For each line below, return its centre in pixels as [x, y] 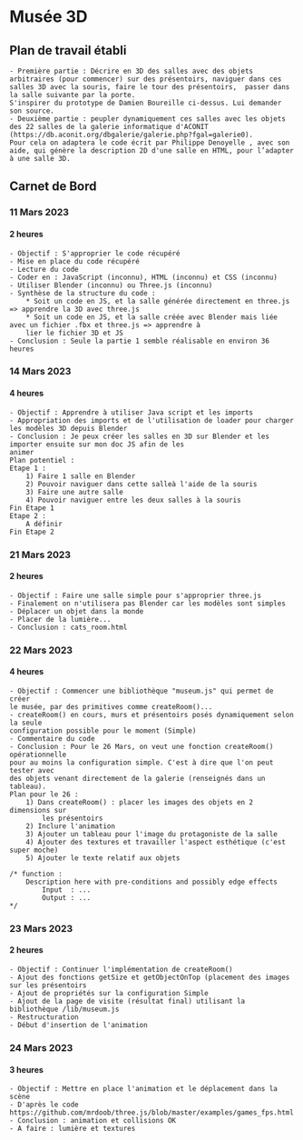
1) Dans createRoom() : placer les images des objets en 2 [140, 802]
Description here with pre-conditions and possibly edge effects [152, 882]
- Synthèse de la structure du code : [83, 293]
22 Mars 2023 [41, 650]
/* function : [36, 874]
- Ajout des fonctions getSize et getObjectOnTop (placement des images [150, 978]
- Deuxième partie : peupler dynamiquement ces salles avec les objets [147, 119]
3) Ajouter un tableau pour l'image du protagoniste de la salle [152, 834]
